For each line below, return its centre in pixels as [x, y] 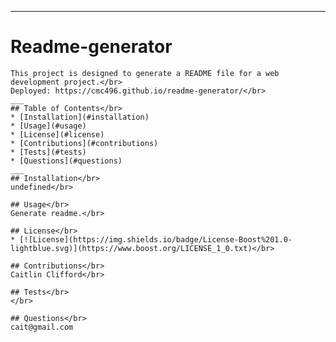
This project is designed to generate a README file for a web [145, 73]
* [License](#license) [57, 134]
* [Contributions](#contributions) [84, 143]
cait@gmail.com [42, 327]
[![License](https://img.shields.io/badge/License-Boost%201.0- [156, 239]
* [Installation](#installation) [80, 117]
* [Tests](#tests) [48, 152]
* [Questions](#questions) [66, 161]
